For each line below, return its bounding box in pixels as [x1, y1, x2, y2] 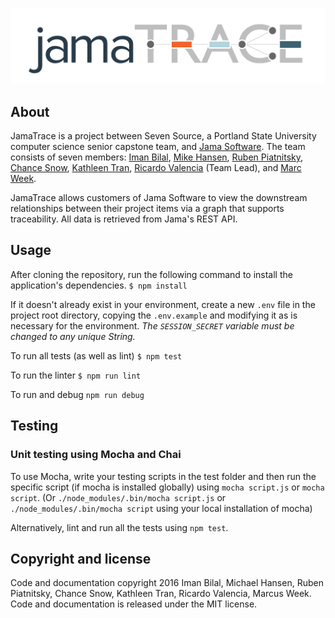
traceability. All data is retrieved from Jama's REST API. [10, 213, 238, 225]
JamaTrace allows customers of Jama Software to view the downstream [10, 192, 308, 203]
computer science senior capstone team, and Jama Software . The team [10, 141, 306, 152]
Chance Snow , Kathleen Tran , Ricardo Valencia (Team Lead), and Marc [10, 162, 302, 173]
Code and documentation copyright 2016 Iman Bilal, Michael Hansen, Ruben [10, 577, 324, 589]
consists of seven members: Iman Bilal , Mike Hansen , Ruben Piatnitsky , [10, 151, 304, 163]
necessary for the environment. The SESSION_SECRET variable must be [10, 319, 295, 332]
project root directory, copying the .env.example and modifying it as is [10, 309, 298, 321]
